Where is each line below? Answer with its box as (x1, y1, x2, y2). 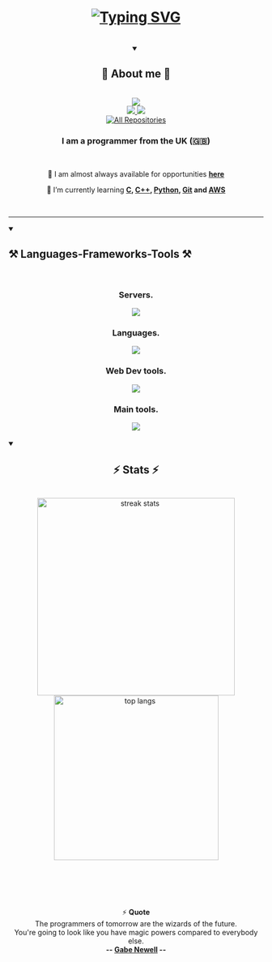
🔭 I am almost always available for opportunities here (47, 169, 225, 179)
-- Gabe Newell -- (105, 944, 167, 954)
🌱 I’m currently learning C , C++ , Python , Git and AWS (46, 185, 226, 195)
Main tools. (113, 404, 159, 415)
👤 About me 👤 (100, 67, 172, 81)
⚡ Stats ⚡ (113, 463, 159, 477)
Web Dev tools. (105, 366, 167, 377)
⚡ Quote (121, 907, 151, 917)
